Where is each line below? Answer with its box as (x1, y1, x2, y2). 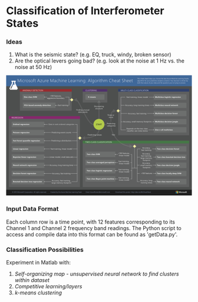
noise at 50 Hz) (14, 64, 52, 71)
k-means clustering (14, 289, 62, 296)
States (6, 17, 39, 30)
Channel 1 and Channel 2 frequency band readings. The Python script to (6, 224, 181, 231)
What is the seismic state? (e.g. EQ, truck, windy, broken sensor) (14, 51, 172, 58)
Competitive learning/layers (14, 283, 82, 290)
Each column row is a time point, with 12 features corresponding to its (6, 218, 176, 225)
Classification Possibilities (6, 245, 84, 254)
